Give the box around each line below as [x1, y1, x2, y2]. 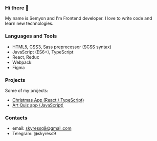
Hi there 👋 [5, 4, 29, 11]
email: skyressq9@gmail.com [12, 125, 72, 131]
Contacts [5, 114, 28, 121]
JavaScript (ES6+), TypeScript [12, 49, 74, 55]
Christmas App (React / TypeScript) [12, 97, 84, 103]
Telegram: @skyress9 [12, 131, 56, 137]
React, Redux [12, 54, 39, 60]
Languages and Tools [5, 33, 57, 39]
